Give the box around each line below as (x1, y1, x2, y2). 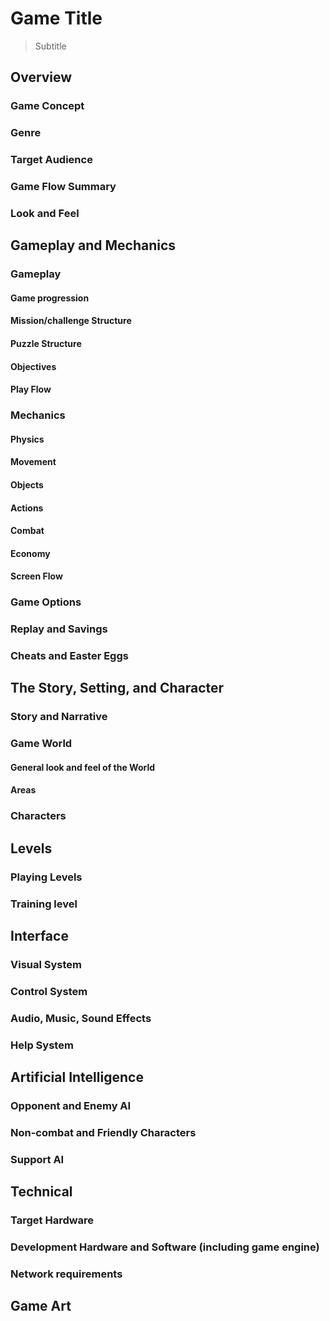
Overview (10, 69, 73, 86)
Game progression (10, 292, 90, 304)
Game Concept (10, 99, 85, 113)
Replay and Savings (10, 622, 108, 636)
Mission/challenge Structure (10, 315, 132, 327)
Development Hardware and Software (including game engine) (10, 1240, 320, 1254)
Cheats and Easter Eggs (10, 649, 129, 663)
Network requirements (10, 1267, 123, 1281)
